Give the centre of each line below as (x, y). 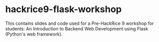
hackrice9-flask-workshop (63, 9)
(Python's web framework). (34, 34)
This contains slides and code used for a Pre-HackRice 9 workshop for (80, 23)
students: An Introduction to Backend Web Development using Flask (77, 28)
